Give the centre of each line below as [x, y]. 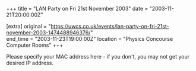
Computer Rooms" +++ [35, 45]
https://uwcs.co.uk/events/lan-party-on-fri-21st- [110, 26]
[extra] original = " [29, 26]
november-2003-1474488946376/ [48, 33]
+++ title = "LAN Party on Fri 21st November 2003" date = [77, 9]
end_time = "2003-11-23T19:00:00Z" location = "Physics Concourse [90, 39]
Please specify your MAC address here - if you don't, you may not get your [98, 57]
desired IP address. [30, 63]
